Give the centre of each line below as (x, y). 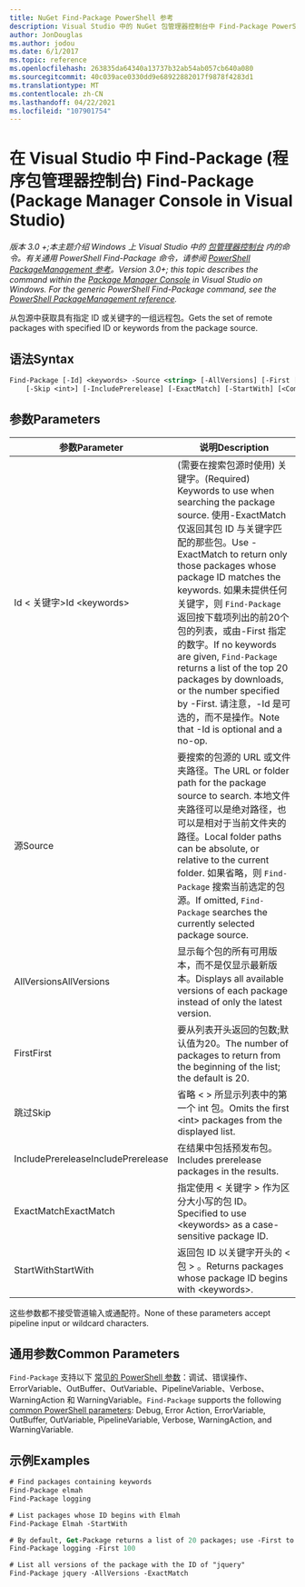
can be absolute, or (218, 848)
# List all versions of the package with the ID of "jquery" (128, 1565)
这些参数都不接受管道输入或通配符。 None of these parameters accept (140, 1313)
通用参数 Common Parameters (94, 1354)
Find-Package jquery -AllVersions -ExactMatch (99, 1573)
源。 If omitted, (207, 900)
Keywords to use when (226, 490)
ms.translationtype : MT (54, 85)
